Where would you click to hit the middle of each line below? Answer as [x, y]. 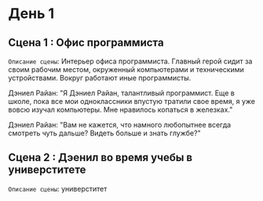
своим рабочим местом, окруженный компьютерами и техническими [126, 70]
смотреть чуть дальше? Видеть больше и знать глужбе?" [105, 133]
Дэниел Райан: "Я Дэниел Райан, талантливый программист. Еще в [122, 93]
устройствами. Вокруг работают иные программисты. [100, 78]
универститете [47, 170]
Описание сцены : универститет [58, 188]
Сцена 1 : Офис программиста [86, 43]
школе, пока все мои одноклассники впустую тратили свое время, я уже [131, 101]
